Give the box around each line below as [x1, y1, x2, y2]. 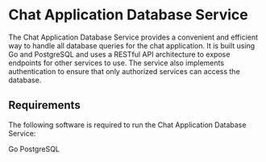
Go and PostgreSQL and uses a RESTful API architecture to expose [8, 49, 231, 59]
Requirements [8, 98, 81, 112]
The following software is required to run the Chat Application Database [8, 119, 247, 130]
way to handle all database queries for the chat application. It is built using [8, 40, 256, 50]
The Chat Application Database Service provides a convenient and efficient [8, 32, 259, 42]
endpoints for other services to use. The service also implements [8, 58, 224, 68]
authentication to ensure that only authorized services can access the [8, 66, 240, 76]
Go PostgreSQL [8, 143, 60, 154]
